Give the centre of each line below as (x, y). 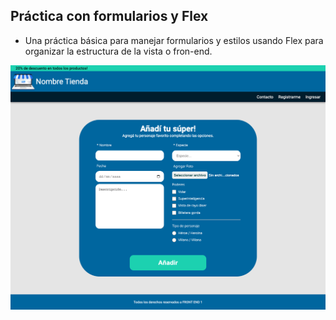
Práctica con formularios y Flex (109, 16)
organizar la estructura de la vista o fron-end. (118, 51)
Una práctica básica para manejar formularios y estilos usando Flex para (174, 40)
